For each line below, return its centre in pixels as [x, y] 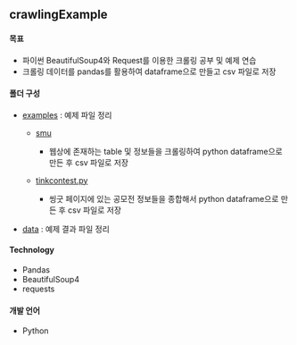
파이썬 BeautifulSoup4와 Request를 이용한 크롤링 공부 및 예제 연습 [139, 60]
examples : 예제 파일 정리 [67, 114]
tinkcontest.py [62, 180]
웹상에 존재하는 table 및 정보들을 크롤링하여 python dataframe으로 [165, 151]
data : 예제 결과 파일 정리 [66, 229]
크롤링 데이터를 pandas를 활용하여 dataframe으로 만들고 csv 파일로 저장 [149, 72]
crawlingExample [59, 15]
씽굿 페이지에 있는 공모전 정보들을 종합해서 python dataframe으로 [164, 198]
